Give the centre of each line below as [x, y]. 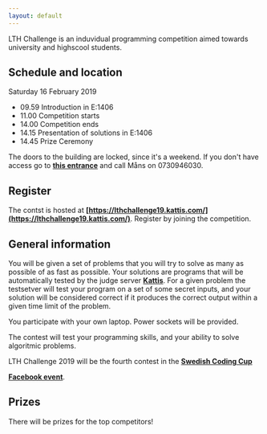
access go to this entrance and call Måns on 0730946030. [106, 166]
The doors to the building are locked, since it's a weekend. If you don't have [133, 157]
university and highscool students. [65, 47]
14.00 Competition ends [59, 125]
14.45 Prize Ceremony [57, 141]
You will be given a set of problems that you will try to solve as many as [126, 264]
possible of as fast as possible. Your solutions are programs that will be [126, 272]
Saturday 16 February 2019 [53, 92]
